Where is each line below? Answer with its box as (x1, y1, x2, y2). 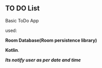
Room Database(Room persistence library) (5, 37, 97, 43)
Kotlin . (5, 47, 19, 53)
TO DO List (5, 4, 40, 13)
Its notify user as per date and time (5, 57, 81, 63)
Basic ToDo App (5, 17, 39, 23)
